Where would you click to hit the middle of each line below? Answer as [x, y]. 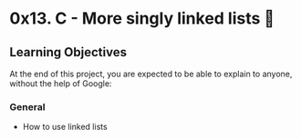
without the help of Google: [61, 84]
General [27, 106]
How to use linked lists [65, 127]
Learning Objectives [68, 52]
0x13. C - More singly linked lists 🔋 [142, 19]
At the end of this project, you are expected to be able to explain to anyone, [151, 74]
